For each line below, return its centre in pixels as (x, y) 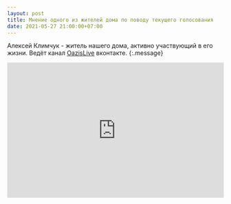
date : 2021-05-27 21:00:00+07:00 (55, 26)
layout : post (26, 13)
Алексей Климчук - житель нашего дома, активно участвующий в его (110, 46)
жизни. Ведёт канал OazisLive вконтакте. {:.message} (85, 53)
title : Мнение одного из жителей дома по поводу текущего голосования (110, 20)
